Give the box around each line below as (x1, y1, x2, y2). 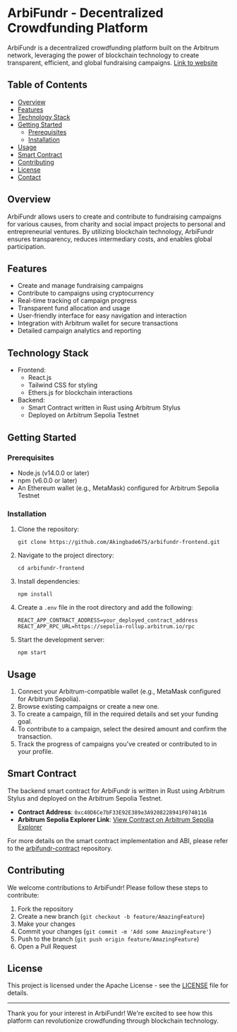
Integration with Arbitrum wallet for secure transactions (17, 319, 178, 327)
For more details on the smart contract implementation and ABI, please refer (7, 836, 229, 845)
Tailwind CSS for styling (28, 381, 98, 390)
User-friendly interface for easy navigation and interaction (17, 311, 187, 320)
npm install (17, 591, 53, 598)
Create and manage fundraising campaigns (17, 282, 144, 290)
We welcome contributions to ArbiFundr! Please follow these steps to (7, 883, 208, 892)
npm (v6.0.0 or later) (17, 476, 78, 485)
